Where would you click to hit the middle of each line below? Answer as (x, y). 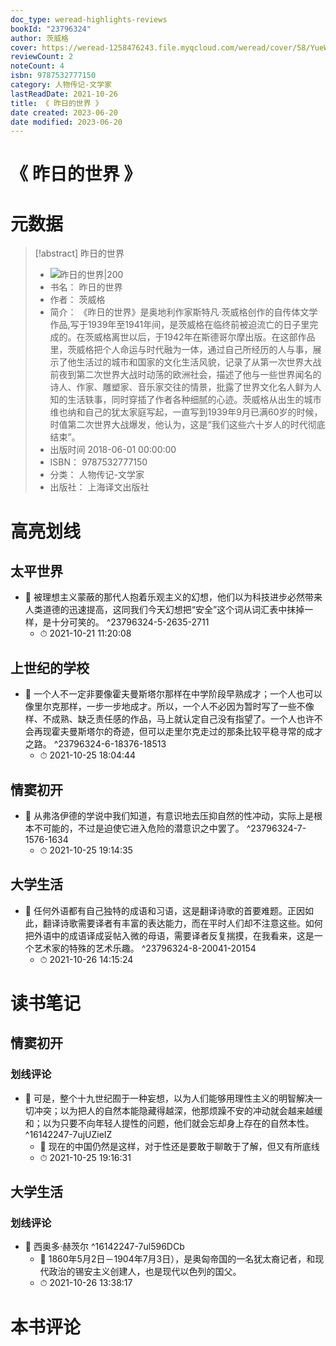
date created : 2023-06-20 (64, 112)
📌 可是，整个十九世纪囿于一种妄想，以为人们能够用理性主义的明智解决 (169, 1098)
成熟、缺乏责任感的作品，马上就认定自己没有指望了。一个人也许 (183, 719)
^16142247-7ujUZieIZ (68, 1134)
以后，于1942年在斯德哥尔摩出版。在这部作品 (222, 337)
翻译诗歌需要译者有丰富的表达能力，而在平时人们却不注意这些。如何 (182, 923)
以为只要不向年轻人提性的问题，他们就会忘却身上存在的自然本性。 (178, 1123)
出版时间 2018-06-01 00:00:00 (113, 450)
